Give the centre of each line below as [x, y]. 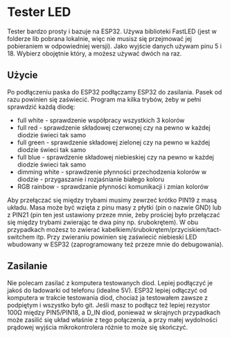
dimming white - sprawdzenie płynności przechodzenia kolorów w [112, 171]
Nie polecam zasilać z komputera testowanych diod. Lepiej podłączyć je [110, 282]
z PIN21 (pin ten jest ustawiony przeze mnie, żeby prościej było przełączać [114, 214]
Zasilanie [27, 266]
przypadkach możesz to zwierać [54, 229]
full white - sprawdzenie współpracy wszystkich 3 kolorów [101, 120]
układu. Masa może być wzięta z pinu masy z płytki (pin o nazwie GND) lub [114, 207]
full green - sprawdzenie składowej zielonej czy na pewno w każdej [113, 142]
